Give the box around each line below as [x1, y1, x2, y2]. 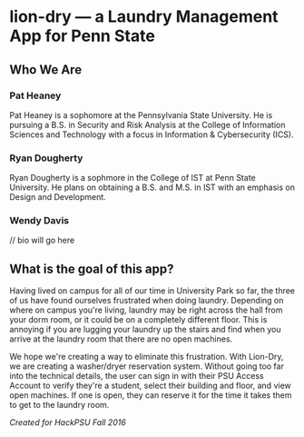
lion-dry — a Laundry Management [9, 6, 279, 27]
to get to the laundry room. [9, 400, 110, 411]
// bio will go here [9, 234, 75, 246]
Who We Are [9, 62, 83, 77]
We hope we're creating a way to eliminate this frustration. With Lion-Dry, [9, 352, 284, 363]
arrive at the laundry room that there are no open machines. [9, 333, 233, 344]
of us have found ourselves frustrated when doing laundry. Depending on [9, 295, 284, 306]
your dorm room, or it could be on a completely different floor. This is [9, 314, 268, 325]
